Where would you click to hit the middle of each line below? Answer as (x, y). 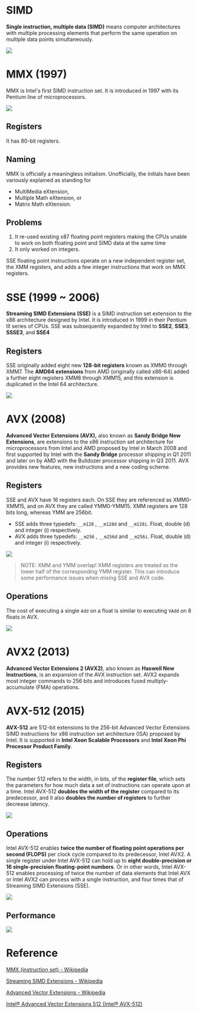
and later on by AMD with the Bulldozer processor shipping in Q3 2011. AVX (98, 461)
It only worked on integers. (47, 250)
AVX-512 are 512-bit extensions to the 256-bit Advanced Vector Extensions (98, 727)
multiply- (157, 681)
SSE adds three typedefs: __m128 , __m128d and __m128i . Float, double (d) (102, 523)
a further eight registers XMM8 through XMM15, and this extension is (90, 378)
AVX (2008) (36, 419)
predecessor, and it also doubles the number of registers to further (88, 798)
